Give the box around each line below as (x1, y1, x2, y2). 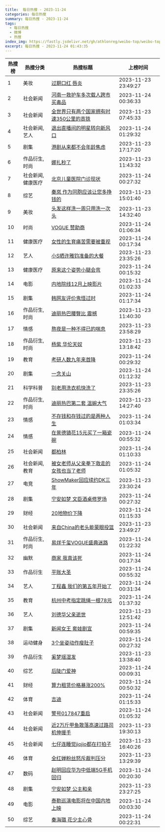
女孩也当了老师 (51, 467, 86, 474)
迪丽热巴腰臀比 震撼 (51, 310, 97, 317)
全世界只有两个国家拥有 (51, 108, 106, 115)
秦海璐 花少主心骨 (51, 816, 92, 823)
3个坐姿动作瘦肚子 (51, 639, 94, 646)
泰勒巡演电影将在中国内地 (51, 797, 110, 804)
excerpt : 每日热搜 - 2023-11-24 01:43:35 (5, 44, 88, 49)
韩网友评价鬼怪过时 (51, 294, 96, 301)
